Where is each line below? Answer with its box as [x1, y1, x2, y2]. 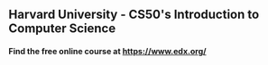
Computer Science [8, 21, 116, 37]
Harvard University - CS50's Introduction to [8, 7, 260, 22]
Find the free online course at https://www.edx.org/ [8, 45, 207, 56]
